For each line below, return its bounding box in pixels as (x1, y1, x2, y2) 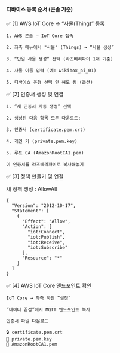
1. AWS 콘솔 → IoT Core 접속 (6, 33, 73, 39)
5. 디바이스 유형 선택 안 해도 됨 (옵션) (6, 80, 93, 86)
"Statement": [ (11, 208, 50, 214)
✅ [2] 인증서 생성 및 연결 (6, 90, 64, 98)
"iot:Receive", (27, 239, 66, 245)
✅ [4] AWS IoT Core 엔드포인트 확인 (6, 282, 92, 290)
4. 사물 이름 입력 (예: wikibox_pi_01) (6, 68, 97, 74)
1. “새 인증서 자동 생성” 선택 (6, 104, 72, 110)
